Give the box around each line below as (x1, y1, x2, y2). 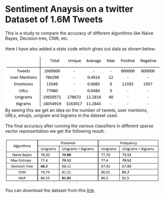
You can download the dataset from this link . (5, 188, 96, 194)
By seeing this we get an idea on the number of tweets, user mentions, (5, 107, 148, 113)
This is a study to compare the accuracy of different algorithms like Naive (5, 30, 154, 36)
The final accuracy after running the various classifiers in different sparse (5, 123, 154, 129)
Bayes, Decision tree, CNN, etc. (5, 35, 69, 41)
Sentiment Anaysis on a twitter (5, 3, 134, 15)
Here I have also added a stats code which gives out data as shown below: (5, 46, 156, 52)
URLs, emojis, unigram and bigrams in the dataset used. (5, 112, 118, 118)
